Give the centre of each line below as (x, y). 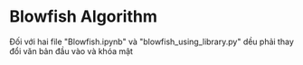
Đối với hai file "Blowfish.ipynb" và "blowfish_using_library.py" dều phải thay (151, 42)
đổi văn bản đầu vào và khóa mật (71, 51)
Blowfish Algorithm (84, 17)
